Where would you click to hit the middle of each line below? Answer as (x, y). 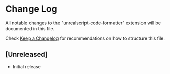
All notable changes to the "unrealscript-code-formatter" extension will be (83, 23)
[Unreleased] (27, 54)
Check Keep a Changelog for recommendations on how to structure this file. (85, 38)
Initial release (26, 66)
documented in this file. (30, 28)
